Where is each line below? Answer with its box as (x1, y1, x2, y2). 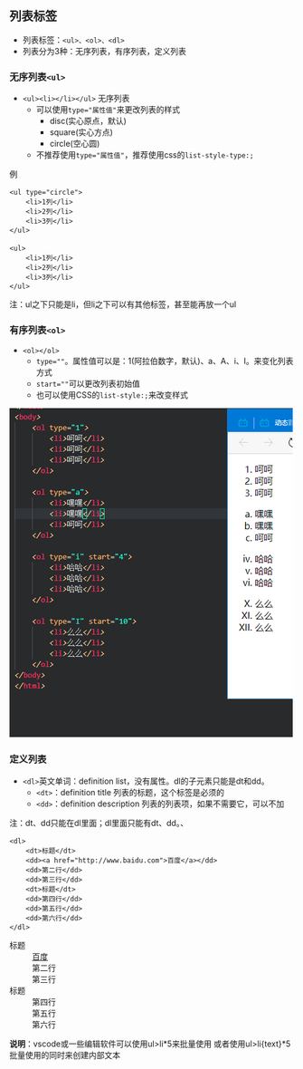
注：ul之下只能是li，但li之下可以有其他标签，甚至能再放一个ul (9, 299, 237, 310)
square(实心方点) (49, 127, 113, 138)
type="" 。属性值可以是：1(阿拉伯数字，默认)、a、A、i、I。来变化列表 (35, 356, 294, 367)
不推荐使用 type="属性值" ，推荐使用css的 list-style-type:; (35, 149, 254, 160)
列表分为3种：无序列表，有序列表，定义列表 (22, 45, 187, 56)
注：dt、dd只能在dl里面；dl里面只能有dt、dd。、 (9, 817, 188, 828)
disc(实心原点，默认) (49, 116, 127, 127)
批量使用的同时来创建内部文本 (9, 1049, 120, 1060)
